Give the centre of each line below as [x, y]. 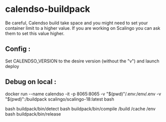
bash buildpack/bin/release [33, 114]
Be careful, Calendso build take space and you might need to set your [77, 23]
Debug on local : [31, 82]
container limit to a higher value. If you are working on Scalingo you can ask [83, 28]
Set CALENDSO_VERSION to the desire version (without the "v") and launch [83, 61]
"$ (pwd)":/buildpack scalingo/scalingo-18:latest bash [60, 99]
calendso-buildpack [48, 9]
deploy [12, 66]
